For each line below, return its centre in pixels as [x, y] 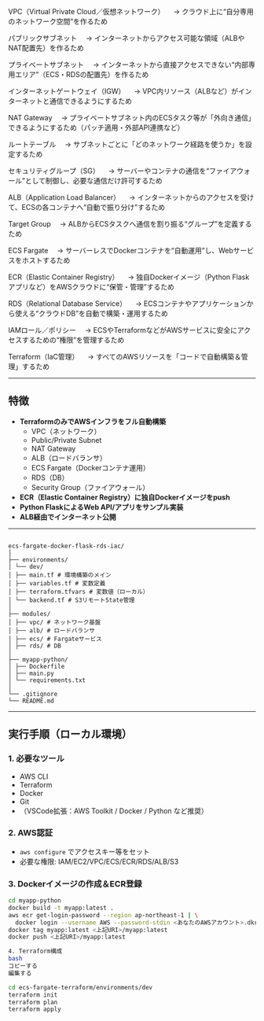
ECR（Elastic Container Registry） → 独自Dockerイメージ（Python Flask [129, 277]
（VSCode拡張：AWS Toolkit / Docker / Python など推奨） [114, 811]
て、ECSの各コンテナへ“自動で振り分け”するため [87, 207]
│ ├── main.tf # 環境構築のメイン [60, 575]
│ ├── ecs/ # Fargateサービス [55, 639]
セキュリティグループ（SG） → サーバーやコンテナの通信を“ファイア [123, 171]
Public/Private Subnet [66, 440]
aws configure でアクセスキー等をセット [85, 851]
